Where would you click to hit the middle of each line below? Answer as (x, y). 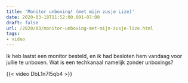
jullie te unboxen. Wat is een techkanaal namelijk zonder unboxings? (90, 62)
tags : (13, 34)
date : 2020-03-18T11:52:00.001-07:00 (53, 17)
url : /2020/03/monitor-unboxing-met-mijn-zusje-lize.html (80, 28)
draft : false (22, 23)
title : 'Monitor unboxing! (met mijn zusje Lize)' (70, 12)
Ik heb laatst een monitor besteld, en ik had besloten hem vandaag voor (94, 56)
